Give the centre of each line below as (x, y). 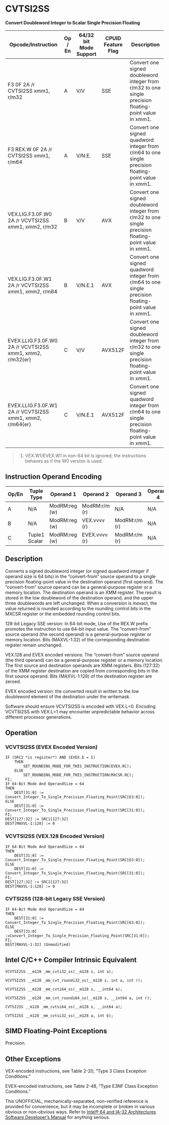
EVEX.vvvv (95, 535)
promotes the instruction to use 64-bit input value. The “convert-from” (78, 629)
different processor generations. (39, 717)
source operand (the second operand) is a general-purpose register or (78, 634)
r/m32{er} (19, 359)
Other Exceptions (33, 1059)
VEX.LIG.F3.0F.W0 (30, 214)
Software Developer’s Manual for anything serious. (58, 1117)
